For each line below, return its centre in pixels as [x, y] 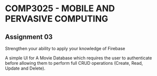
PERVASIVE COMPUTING [57, 19]
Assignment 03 [29, 37]
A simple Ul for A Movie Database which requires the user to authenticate [78, 58]
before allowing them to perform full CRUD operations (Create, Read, [74, 63]
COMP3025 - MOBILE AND [60, 9]
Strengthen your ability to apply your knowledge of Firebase [65, 48]
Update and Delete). [25, 68]
